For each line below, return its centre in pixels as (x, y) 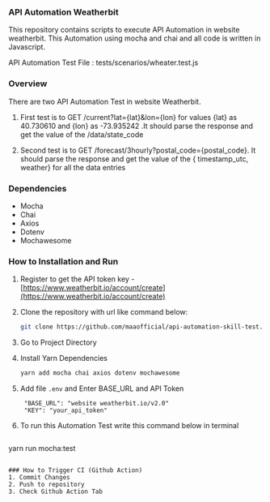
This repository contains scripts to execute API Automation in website (124, 30)
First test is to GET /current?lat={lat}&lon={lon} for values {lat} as (128, 117)
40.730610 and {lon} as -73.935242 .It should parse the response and (136, 126)
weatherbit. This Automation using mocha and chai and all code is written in (135, 38)
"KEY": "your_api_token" (65, 410)
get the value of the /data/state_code (82, 134)
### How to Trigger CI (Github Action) (76, 470)
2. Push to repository (46, 484)
